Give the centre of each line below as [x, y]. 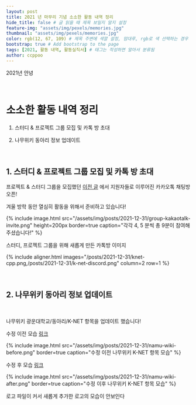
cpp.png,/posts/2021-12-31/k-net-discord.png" [63, 263]
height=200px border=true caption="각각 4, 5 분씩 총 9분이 [104, 225]
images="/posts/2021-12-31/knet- [104, 257]
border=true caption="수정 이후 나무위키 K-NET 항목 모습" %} [104, 384]
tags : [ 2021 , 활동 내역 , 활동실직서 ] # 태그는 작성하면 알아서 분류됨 [80, 50]
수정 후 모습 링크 [25, 365]
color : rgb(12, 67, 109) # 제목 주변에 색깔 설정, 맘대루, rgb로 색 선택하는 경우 [97, 39]
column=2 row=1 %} [145, 263]
